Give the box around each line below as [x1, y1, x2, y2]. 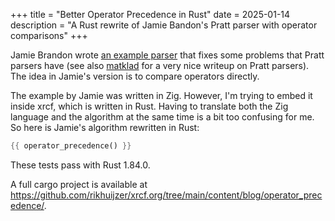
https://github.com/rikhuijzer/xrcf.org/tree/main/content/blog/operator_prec [10, 189, 323, 201]
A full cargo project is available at [10, 178, 148, 190]
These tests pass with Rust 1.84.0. [10, 159, 151, 171]
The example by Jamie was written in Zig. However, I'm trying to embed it [10, 90, 313, 101]
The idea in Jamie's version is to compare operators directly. [10, 70, 260, 82]
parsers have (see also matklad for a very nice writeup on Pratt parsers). [10, 60, 310, 71]
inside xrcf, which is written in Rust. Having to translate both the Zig [10, 100, 289, 112]
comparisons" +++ [10, 30, 88, 41]
